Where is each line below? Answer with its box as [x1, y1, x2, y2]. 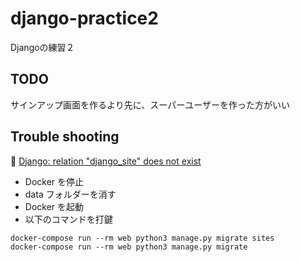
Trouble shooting [10, 128, 120, 146]
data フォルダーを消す [24, 188, 117, 200]
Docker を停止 [24, 175, 85, 187]
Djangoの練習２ [10, 41, 75, 53]
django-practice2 [10, 7, 159, 30]
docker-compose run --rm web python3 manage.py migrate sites [10, 233, 275, 243]
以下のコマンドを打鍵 [24, 213, 113, 225]
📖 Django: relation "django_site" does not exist [10, 155, 202, 167]
